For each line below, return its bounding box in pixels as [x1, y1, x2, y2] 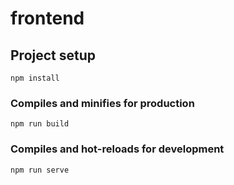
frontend [10, 7, 85, 30]
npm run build [10, 119, 70, 129]
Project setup [10, 47, 97, 64]
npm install [10, 73, 60, 83]
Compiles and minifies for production [10, 96, 195, 110]
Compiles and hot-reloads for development [10, 142, 225, 156]
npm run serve [10, 165, 70, 175]
